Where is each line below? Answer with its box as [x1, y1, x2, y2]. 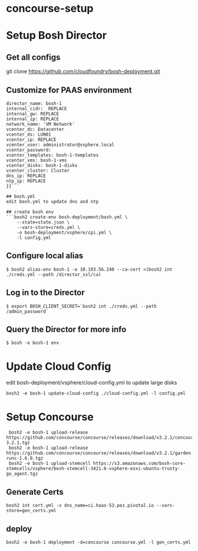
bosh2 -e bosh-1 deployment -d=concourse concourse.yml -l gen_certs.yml [6, 539, 192, 545]
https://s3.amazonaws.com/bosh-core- [93, 461, 186, 467]
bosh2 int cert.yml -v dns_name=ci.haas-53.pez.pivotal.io [6, 503, 154, 509]
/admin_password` [6, 309, 49, 314]
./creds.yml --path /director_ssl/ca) [6, 271, 101, 277]
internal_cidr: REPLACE [6, 106, 67, 111]
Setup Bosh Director [6, 29, 107, 42]
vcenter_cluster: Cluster [6, 168, 70, 173]
